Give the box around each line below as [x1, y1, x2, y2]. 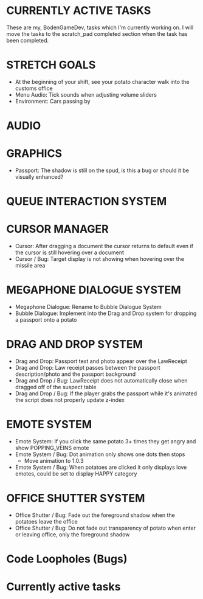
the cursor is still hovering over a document [15, 249, 125, 256]
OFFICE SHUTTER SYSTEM [6, 491, 145, 505]
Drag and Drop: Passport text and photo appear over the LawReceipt [15, 358, 187, 365]
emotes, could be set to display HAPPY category [15, 469, 137, 477]
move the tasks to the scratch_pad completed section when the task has [6, 30, 188, 37]
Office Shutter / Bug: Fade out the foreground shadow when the [15, 511, 175, 519]
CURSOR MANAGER [6, 223, 109, 236]
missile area [15, 262, 46, 269]
